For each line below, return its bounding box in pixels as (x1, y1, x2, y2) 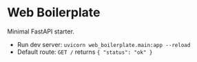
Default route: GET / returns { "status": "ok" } (17, 48, 153, 56)
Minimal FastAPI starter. (7, 27, 74, 35)
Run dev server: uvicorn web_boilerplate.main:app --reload (17, 40, 191, 48)
